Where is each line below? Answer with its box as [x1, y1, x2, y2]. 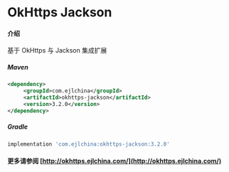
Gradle [7, 122, 28, 131]
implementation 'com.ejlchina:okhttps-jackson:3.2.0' [7, 140, 171, 148]
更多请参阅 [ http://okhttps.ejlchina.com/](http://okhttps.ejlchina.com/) [7, 157, 222, 166]
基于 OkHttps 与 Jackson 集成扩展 [7, 46, 107, 55]
